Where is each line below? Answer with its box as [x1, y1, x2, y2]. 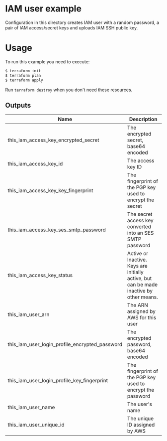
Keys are [127, 263, 148, 270]
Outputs [5, 101, 31, 110]
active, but [127, 275, 152, 282]
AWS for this [127, 314, 157, 321]
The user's [127, 401, 153, 408]
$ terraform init [5, 68, 41, 73]
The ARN [127, 302, 148, 309]
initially [127, 269, 144, 276]
